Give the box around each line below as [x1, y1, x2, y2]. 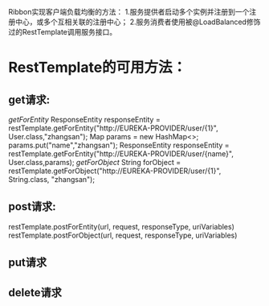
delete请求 [8, 285, 62, 300]
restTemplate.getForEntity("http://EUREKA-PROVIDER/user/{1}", [8, 123, 218, 133]
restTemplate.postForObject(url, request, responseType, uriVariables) [8, 230, 238, 240]
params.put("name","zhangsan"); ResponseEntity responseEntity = [8, 140, 230, 150]
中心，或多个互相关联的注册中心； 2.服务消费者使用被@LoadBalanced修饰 [14, 17, 261, 27]
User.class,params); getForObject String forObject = [8, 158, 181, 167]
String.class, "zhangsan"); [8, 175, 95, 184]
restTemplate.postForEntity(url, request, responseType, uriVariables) [8, 221, 235, 231]
